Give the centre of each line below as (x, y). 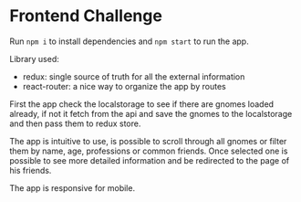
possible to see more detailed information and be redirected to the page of (150, 160)
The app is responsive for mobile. (72, 187)
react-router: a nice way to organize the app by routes (124, 86)
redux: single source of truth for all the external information (134, 76)
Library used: (34, 58)
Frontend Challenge (86, 16)
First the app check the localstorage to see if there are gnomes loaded (142, 104)
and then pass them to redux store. (75, 123)
